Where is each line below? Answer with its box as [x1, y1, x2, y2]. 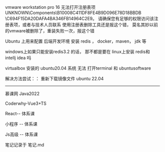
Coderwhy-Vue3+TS [5, 101, 47, 106]
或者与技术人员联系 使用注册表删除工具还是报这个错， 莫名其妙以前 [22, 22, 158, 27]
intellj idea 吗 [5, 55, 31, 60]
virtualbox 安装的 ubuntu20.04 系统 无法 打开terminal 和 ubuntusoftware [5, 65, 151, 71]
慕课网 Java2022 [5, 91, 40, 97]
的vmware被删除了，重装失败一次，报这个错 [5, 28, 95, 33]
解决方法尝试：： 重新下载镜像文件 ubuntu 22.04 [5, 76, 104, 81]
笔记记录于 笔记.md [5, 142, 44, 148]
